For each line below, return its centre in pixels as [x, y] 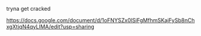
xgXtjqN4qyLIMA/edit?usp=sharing [51, 27]
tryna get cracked [28, 9]
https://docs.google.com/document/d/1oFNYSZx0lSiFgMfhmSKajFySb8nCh [100, 20]
